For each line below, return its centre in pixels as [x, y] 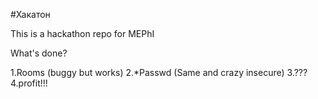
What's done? [39, 53]
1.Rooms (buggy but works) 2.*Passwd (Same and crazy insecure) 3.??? [159, 72]
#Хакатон [30, 14]
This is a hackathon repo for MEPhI [82, 33]
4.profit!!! [29, 83]
